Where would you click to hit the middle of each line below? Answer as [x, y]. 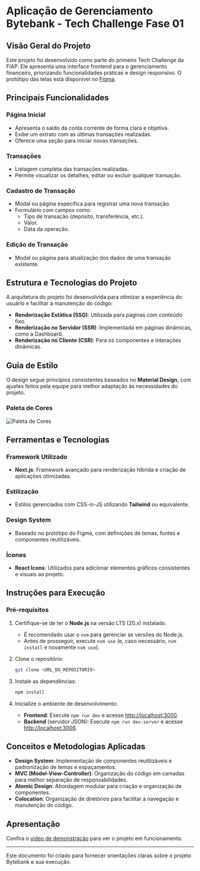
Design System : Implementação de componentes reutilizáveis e [93, 761]
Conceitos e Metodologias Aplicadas [76, 747]
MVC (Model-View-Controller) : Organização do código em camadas [99, 774]
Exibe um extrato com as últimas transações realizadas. [83, 134]
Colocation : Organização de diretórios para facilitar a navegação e [97, 799]
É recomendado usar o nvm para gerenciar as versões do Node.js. [104, 635]
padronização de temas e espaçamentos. [65, 767]
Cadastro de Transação [41, 190]
